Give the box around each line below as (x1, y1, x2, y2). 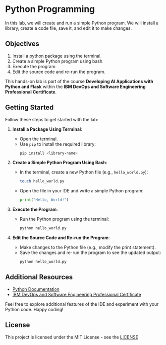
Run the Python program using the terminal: (19, 216, 109, 222)
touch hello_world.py (19, 179, 64, 184)
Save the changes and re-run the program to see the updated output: (19, 250, 161, 256)
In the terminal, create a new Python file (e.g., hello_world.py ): (19, 169, 148, 175)
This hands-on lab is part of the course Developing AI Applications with (5, 78, 154, 84)
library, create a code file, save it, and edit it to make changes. (5, 25, 132, 31)
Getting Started (5, 103, 54, 112)
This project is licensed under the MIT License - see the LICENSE (5, 334, 139, 340)
